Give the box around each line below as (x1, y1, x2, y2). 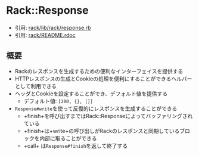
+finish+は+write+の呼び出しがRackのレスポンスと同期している (23, 127, 180, 134)
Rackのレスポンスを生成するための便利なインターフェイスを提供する (14, 67, 184, 75)
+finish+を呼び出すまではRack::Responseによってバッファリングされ (23, 112, 193, 119)
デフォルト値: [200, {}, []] (23, 97, 94, 104)
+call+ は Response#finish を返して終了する (23, 142, 128, 149)
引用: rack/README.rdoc (14, 31, 76, 39)
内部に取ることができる (39, 135, 97, 142)
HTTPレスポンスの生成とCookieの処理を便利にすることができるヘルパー (14, 75, 192, 82)
